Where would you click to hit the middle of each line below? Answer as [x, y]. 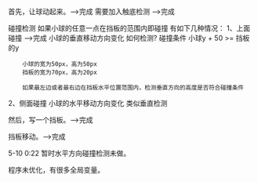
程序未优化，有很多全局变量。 [56, 170]
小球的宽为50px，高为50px [60, 64]
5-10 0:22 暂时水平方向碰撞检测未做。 [69, 153]
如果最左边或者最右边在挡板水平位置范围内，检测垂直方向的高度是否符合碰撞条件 [133, 88]
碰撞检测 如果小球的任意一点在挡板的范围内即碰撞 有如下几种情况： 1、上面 [129, 28]
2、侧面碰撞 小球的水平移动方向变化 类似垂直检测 [88, 103]
